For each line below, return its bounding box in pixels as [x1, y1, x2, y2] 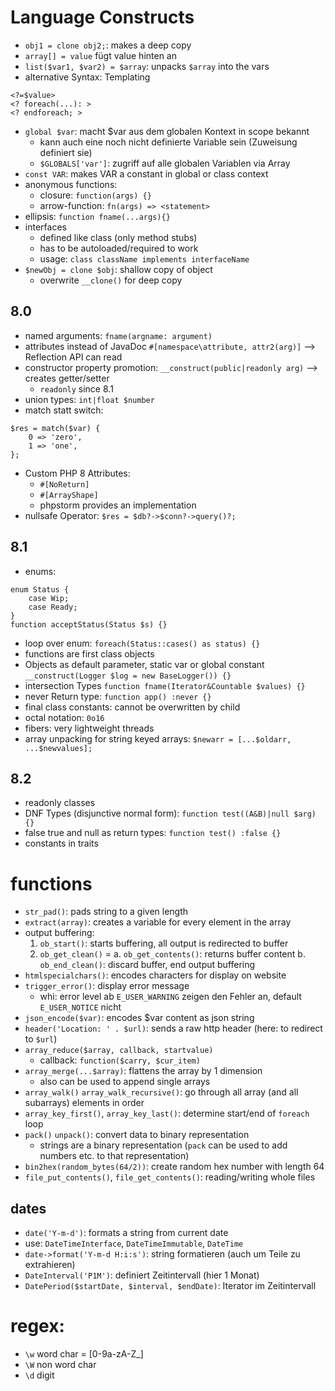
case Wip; [28, 593, 70, 603]
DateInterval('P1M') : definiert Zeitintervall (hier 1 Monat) [24, 1269, 260, 1281]
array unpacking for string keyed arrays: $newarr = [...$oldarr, [24, 732, 292, 745]
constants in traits [24, 837, 99, 850]
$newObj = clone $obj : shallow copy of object [24, 263, 213, 275]
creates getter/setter [24, 372, 110, 384]
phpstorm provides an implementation [39, 499, 197, 511]
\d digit [24, 1369, 55, 1381]
